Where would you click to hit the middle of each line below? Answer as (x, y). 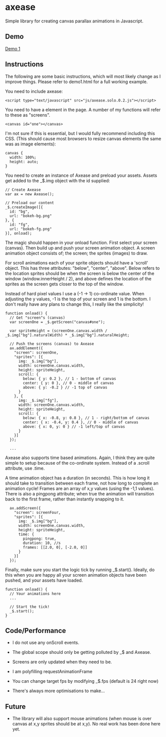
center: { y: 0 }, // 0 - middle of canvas (68, 383)
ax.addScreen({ (25, 508)
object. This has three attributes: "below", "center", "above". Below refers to (83, 268)
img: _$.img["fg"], (38, 400)
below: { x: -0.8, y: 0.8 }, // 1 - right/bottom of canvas (86, 418)
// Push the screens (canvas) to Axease (52, 344)
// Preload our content (30, 203)
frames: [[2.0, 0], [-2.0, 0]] (55, 547)
